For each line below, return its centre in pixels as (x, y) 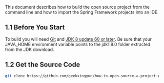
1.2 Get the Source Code (43, 65)
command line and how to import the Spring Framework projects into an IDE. (82, 12)
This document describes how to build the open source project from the (77, 7)
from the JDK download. (30, 49)
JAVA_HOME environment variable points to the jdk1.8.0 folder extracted (78, 44)
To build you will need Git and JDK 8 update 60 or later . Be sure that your (79, 39)
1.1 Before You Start (35, 27)
